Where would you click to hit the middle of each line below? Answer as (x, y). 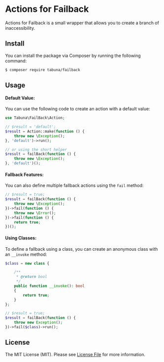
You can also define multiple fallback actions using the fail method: (74, 185)
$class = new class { (27, 263)
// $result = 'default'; (31, 127)
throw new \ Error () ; (35, 213)
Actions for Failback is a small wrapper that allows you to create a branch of (82, 23)
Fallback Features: (24, 175)
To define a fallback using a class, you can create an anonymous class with (82, 249)
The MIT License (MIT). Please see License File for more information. (75, 354)
